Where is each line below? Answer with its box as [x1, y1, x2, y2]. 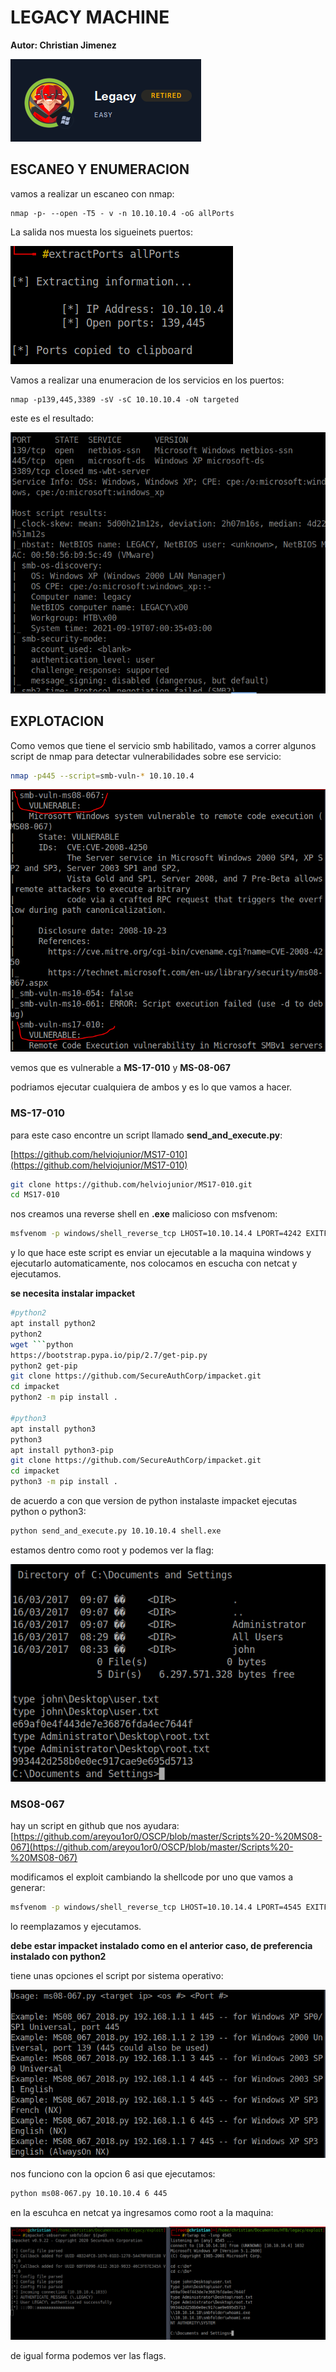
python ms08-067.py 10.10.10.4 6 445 [10, 2189, 168, 2199]
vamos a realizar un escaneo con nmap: [10, 187, 175, 200]
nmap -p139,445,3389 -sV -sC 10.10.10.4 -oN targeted [10, 394, 240, 405]
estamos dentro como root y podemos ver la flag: [10, 1544, 215, 1556]
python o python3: [10, 1506, 87, 1518]
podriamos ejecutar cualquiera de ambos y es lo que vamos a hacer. [10, 1081, 293, 1093]
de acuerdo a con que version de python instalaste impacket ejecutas [10, 1495, 298, 1507]
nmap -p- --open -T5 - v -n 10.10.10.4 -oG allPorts [10, 208, 235, 218]
